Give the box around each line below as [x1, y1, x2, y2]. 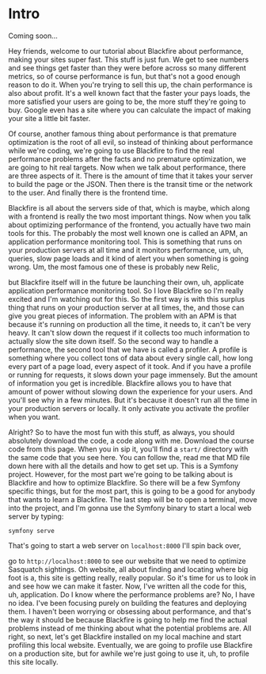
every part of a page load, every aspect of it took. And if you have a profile [8, 361, 252, 371]
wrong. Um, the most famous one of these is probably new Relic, [8, 262, 220, 272]
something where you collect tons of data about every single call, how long [8, 353, 253, 363]
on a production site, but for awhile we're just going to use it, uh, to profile [8, 649, 249, 658]
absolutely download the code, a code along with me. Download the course [8, 436, 255, 445]
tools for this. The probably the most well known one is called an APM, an [8, 228, 248, 238]
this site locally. [8, 657, 59, 666]
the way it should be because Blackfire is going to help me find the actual [8, 615, 248, 624]
